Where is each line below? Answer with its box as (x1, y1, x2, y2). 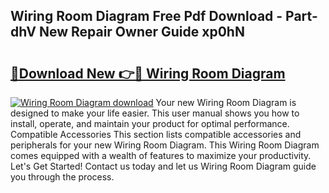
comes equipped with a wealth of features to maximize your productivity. (10, 150, 312, 161)
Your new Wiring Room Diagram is (155, 97, 297, 108)
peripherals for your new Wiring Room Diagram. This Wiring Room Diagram (10, 139, 320, 151)
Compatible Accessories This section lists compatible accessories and (10, 129, 302, 140)
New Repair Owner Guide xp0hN (38, 24, 245, 41)
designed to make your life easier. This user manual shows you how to (10, 107, 300, 119)
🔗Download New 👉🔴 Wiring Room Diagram (10, 65, 286, 82)
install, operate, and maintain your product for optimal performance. (10, 118, 290, 129)
